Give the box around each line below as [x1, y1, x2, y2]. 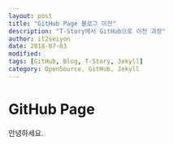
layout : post [8, 11, 53, 20]
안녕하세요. [8, 128, 44, 138]
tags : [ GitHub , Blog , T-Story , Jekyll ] [8, 58, 144, 66]
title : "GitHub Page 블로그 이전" [8, 20, 117, 28]
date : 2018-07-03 [8, 42, 67, 51]
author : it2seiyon [8, 34, 71, 43]
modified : [8, 50, 42, 58]
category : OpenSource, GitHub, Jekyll [8, 65, 140, 73]
